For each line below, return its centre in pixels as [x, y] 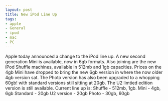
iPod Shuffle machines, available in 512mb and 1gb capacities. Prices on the [83, 67]
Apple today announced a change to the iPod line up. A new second [75, 56]
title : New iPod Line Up [31, 14]
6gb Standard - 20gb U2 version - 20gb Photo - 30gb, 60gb [67, 93]
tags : [11, 19]
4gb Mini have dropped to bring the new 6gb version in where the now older [84, 72]
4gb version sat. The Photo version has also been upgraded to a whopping [82, 77]
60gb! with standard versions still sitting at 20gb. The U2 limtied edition [79, 83]
